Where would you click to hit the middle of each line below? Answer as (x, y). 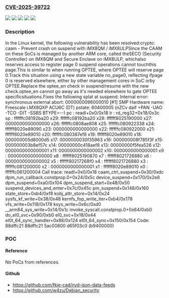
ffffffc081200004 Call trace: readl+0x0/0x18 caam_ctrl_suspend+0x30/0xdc (84, 172)
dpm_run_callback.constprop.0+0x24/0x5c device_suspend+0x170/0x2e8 (82, 177)
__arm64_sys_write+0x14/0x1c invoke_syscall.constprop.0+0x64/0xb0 (79, 209)
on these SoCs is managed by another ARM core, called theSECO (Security (83, 54)
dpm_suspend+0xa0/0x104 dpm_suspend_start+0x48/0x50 (68, 183)
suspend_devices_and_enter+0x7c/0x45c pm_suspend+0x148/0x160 (77, 188)
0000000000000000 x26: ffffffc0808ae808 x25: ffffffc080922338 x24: (80, 123)
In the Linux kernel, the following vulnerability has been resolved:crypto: (80, 43)
